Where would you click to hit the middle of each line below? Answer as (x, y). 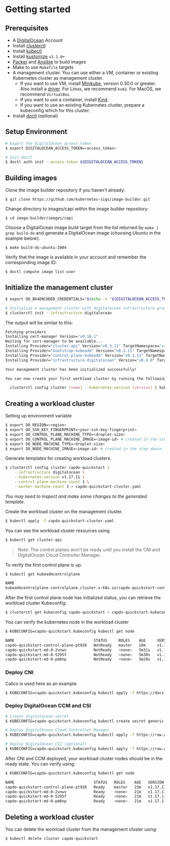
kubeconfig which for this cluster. (55, 110)
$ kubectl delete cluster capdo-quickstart (52, 839)
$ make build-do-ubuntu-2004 (36, 248)
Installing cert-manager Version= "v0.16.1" (52, 337)
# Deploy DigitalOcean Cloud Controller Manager (57, 730)
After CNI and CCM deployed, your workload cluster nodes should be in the (84, 758)
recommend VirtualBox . (45, 94)
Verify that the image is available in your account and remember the (76, 257)
